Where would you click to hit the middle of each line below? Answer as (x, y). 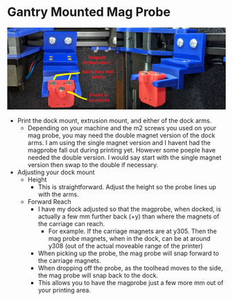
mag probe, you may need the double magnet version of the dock (121, 135)
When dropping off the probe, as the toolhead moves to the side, (130, 268)
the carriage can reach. (71, 223)
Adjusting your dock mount (56, 172)
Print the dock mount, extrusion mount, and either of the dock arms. (114, 120)
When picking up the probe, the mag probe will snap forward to (129, 253)
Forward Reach (49, 201)
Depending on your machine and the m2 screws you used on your (122, 128)
